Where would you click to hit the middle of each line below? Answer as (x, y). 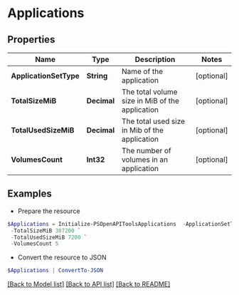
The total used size (153, 121)
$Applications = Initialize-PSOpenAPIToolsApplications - (97, 224)
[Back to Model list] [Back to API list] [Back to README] (89, 284)
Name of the (142, 71)
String (97, 76)
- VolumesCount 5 (34, 244)
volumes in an (145, 160)
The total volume (149, 92)
